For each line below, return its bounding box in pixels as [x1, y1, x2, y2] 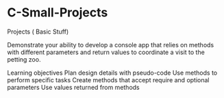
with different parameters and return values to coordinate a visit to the [7, 48, 206, 56]
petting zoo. [7, 55, 41, 63]
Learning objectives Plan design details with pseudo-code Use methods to [7, 69, 218, 77]
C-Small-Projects [7, 5, 108, 21]
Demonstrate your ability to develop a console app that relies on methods [7, 40, 214, 49]
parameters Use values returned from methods [7, 83, 140, 91]
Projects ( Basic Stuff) [7, 27, 69, 36]
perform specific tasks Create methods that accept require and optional [7, 75, 210, 84]
